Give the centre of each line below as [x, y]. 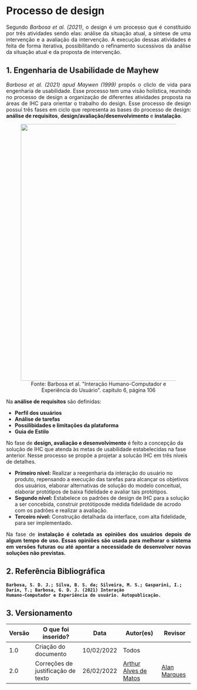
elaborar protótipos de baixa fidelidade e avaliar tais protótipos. [91, 492]
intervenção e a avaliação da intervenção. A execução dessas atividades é [98, 39]
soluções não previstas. [36, 553]
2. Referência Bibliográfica [56, 571]
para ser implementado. [43, 523]
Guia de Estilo [32, 431]
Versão [19, 633]
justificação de [55, 671]
